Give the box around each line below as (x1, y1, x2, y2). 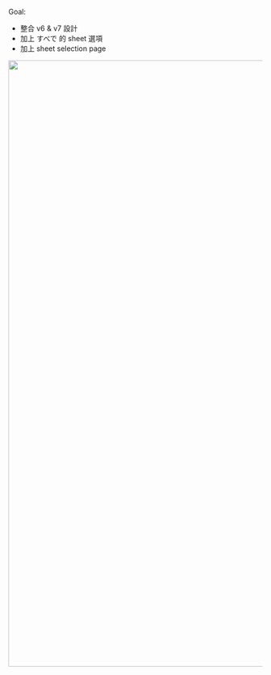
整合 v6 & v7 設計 (19, 23, 78, 33)
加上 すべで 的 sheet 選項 (19, 34, 103, 43)
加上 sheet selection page (19, 44, 106, 53)
